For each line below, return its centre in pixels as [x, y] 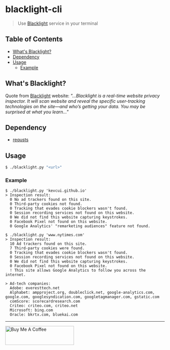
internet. [16, 275]
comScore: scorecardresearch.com [45, 301]
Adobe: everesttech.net [35, 288]
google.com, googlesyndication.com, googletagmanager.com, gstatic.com [82, 297]
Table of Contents [34, 39]
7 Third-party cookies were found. [47, 248]
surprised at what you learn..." [37, 112]
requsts [20, 140]
